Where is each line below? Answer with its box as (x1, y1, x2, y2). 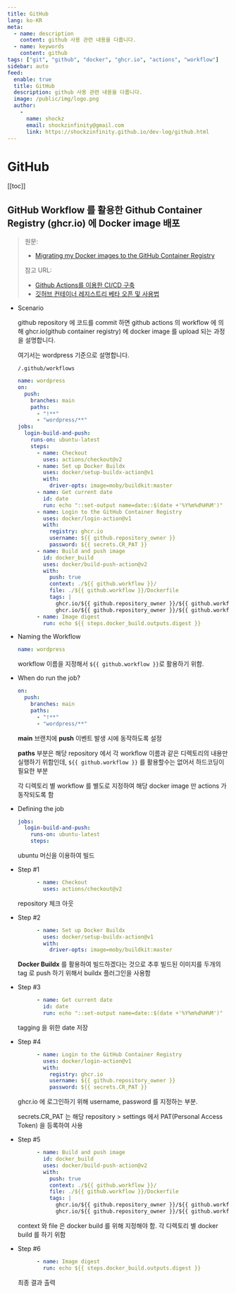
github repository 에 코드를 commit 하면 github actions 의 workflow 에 (17, 318, 217, 327)
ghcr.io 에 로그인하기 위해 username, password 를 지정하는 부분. (17, 1097, 199, 1106)
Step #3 (17, 983, 41, 991)
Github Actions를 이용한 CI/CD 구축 (35, 281, 135, 290)
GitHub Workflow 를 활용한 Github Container (7, 204, 203, 216)
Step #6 (17, 1244, 41, 1253)
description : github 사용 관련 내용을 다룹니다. (13, 89, 143, 96)
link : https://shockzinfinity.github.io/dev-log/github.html (25, 128, 210, 135)
